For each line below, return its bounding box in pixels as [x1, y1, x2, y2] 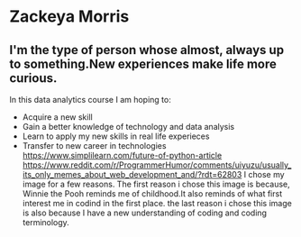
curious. [9, 70, 58, 86]
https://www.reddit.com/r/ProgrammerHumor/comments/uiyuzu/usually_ [22, 160, 292, 170]
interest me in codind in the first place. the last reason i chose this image [22, 198, 293, 208]
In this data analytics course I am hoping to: [9, 95, 171, 105]
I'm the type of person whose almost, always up [9, 42, 285, 58]
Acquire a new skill [22, 112, 93, 123]
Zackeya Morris [9, 6, 130, 27]
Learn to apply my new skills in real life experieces [22, 131, 210, 141]
